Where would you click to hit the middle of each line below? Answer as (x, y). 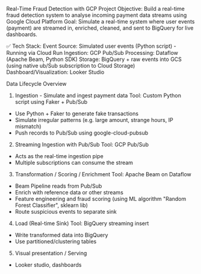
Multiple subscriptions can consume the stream (74, 163)
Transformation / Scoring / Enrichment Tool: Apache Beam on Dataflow (103, 174)
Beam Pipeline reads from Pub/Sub (58, 186)
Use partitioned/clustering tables (56, 241)
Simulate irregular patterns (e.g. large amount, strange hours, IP (94, 120)
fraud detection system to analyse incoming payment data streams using (97, 15)
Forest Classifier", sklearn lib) (51, 205)
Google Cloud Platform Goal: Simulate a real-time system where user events (100, 21)
